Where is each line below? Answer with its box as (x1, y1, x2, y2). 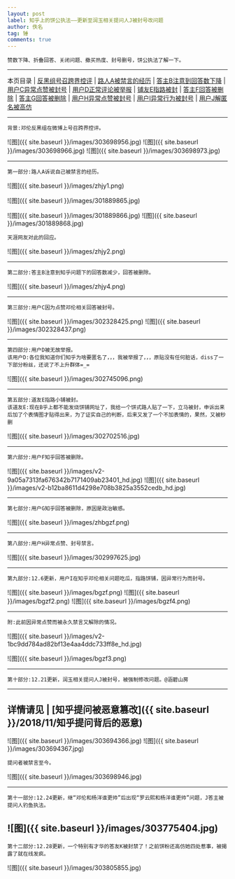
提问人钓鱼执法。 (7, 801, 50, 809)
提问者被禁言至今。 (7, 759, 55, 766)
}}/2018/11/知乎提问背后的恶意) (7, 717, 143, 728)
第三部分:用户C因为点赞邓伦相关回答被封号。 (7, 304, 118, 312)
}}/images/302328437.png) (7, 325, 86, 333)
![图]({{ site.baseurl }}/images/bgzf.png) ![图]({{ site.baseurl (7, 588, 180, 597)
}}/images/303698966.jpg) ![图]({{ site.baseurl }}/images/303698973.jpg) (7, 146, 220, 155)
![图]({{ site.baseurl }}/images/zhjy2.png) (7, 247, 126, 256)
